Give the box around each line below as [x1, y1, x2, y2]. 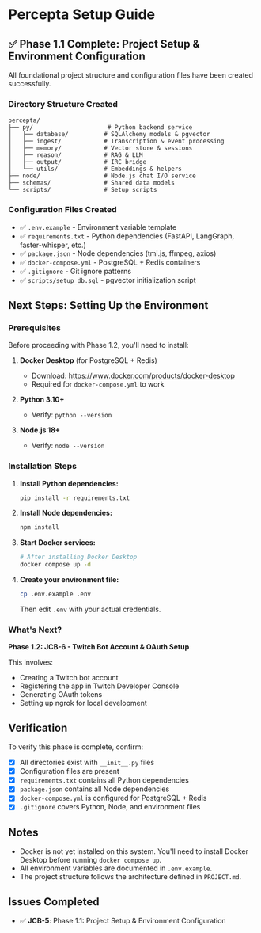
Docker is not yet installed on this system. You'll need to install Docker [19, 847, 249, 856]
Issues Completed [8, 895, 100, 908]
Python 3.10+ [19, 394, 65, 405]
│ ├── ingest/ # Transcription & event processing [8, 137, 225, 146]
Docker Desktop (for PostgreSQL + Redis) [19, 356, 158, 365]
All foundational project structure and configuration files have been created [8, 70, 253, 80]
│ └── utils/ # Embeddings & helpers [8, 165, 182, 173]
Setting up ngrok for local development [19, 699, 148, 708]
